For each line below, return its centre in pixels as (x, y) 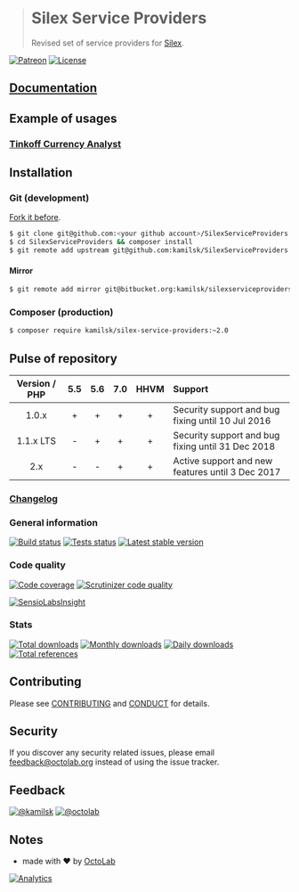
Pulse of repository (63, 359)
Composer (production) (61, 312)
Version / (36, 384)
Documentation (53, 88)
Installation (41, 173)
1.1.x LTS (36, 441)
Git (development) (49, 198)
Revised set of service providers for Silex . (107, 43)
